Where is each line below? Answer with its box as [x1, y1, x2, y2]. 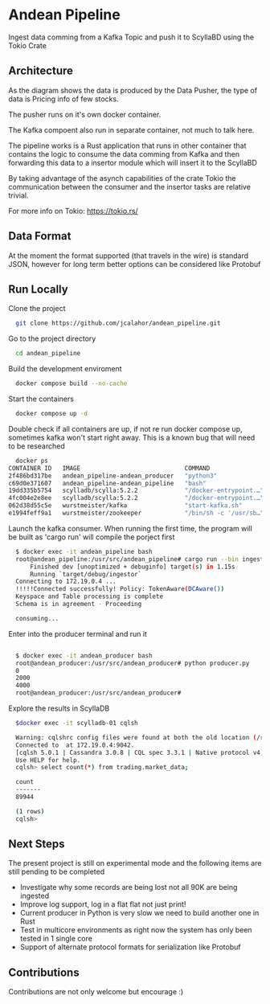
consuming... [15, 614, 59, 622]
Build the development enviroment [8, 364, 122, 374]
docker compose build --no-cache [15, 379, 128, 387]
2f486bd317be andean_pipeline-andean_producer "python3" [8, 472, 218, 480]
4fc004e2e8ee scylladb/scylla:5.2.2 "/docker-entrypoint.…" [8, 494, 264, 502]
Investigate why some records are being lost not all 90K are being [19, 883, 238, 892]
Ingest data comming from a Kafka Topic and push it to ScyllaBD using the [8, 32, 255, 42]
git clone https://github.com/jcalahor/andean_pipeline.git [15, 319, 221, 327]
